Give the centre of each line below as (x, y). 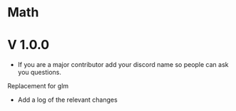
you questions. (40, 73)
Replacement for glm (38, 86)
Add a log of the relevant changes (67, 100)
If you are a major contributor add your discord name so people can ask (123, 65)
